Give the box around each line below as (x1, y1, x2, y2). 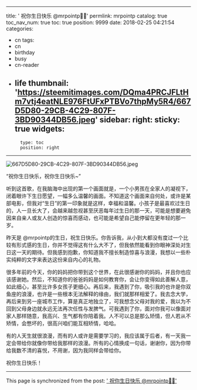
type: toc (20, 139, 44, 145)
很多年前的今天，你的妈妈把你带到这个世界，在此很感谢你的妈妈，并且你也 (6, 268, 186, 275)
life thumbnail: (14, 78, 69, 88)
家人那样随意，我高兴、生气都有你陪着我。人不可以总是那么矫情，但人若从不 (6, 312, 191, 319)
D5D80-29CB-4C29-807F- (14, 106, 116, 116)
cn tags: (14, 36, 35, 43)
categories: (6, 25, 33, 32)
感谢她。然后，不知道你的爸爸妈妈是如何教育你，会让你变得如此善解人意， (11, 276, 191, 283)
